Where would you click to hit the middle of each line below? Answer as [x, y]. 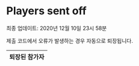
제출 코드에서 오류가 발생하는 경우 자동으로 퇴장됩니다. [70, 40]
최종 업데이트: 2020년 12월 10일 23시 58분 [57, 28]
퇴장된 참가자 [27, 56]
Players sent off [47, 11]
